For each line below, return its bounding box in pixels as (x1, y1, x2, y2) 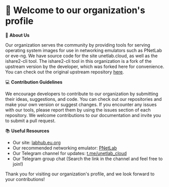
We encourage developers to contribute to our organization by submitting (5, 91, 158, 97)
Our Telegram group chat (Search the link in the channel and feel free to (12, 156, 163, 162)
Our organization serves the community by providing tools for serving (5, 42, 150, 48)
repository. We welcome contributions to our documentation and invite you (5, 112, 161, 118)
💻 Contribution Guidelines (5, 79, 63, 85)
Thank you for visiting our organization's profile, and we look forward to (5, 171, 155, 177)
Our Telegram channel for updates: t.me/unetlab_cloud (12, 150, 127, 156)
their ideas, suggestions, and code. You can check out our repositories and (5, 96, 162, 102)
